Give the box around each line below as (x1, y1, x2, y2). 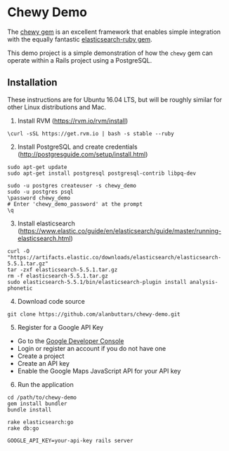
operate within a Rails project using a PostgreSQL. (7, 56, 152, 64)
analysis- (189, 278, 218, 285)
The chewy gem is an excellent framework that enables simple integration (7, 27, 221, 36)
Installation (7, 77, 58, 89)
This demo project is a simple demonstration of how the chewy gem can (7, 49, 213, 57)
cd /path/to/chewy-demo (7, 394, 77, 401)
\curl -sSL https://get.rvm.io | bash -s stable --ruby (7, 130, 174, 137)
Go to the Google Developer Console (17, 336, 124, 345)
